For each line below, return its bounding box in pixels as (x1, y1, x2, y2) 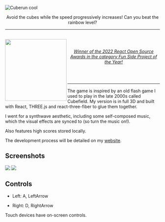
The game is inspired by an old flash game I (67, 88, 156, 94)
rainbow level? (68, 20, 97, 25)
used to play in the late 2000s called (67, 93, 141, 99)
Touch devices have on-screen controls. (5, 212, 87, 218)
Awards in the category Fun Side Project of (70, 54, 157, 59)
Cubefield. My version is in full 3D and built (67, 99, 155, 104)
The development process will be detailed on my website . (5, 138, 122, 143)
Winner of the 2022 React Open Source (73, 48, 154, 54)
